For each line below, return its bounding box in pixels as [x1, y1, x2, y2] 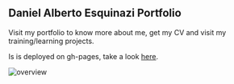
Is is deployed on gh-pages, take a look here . [8, 51, 159, 61]
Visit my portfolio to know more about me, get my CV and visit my [8, 27, 227, 37]
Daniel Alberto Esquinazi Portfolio [8, 6, 182, 20]
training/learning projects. [8, 36, 94, 46]
